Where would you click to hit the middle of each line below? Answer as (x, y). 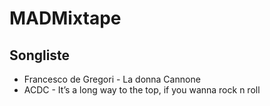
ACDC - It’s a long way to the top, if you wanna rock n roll (142, 90)
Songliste (40, 55)
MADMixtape (65, 18)
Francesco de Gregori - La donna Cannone (112, 79)
